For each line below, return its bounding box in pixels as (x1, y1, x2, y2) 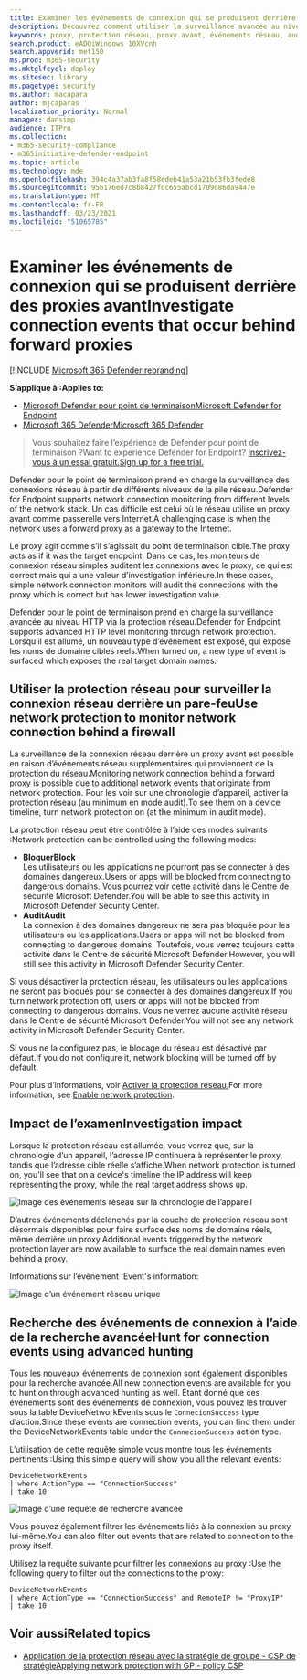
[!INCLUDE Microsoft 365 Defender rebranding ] (9, 365, 189, 375)
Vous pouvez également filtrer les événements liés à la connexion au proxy (9, 1521, 291, 1531)
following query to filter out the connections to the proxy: (9, 1568, 224, 1579)
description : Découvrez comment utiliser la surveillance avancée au (9, 22, 281, 31)
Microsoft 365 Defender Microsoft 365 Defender (22, 419, 204, 430)
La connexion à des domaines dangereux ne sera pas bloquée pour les (22, 920, 291, 931)
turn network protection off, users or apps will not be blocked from (9, 996, 260, 1007)
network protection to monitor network (9, 710, 237, 725)
